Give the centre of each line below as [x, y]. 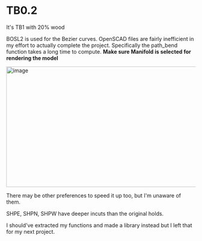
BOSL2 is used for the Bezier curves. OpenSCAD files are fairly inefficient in [100, 39]
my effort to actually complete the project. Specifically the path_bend [92, 45]
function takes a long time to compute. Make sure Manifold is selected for [99, 51]
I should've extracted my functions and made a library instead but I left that [99, 225]
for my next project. [31, 231]
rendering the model [32, 58]
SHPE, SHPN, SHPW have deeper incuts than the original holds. [85, 213]
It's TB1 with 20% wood [35, 27]
